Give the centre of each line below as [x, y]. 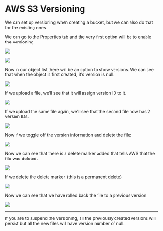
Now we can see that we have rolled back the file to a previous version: [76, 195]
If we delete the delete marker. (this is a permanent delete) [64, 177]
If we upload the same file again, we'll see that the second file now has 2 [78, 111]
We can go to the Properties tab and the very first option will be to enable [78, 37]
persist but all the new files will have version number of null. [65, 223]
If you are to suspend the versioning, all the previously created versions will [81, 218]
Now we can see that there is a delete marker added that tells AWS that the [80, 153]
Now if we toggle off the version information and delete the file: [68, 135]
